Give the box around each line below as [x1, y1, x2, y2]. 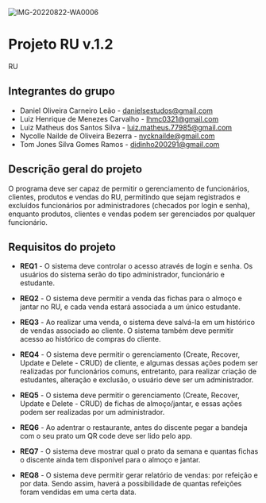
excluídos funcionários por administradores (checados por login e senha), [8, 200, 250, 210]
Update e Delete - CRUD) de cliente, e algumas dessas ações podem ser [19, 358, 258, 368]
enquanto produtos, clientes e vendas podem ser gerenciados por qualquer [8, 209, 256, 219]
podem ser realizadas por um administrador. [19, 408, 165, 417]
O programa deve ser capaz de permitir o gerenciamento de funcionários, [8, 184, 250, 193]
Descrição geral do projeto [8, 163, 143, 176]
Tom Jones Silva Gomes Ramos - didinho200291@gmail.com [19, 139, 220, 149]
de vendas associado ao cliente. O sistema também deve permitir [19, 326, 234, 335]
